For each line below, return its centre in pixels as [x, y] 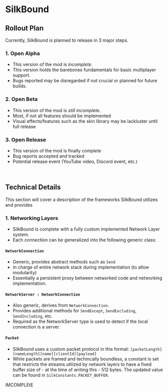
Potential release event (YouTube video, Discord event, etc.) [75, 161]
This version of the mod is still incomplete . [57, 110]
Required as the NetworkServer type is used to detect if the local [80, 321]
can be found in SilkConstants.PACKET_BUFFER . [61, 375]
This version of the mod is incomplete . [52, 64]
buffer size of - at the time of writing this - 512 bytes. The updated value [88, 370]
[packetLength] [146, 349]
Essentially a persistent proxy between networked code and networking [87, 278]
